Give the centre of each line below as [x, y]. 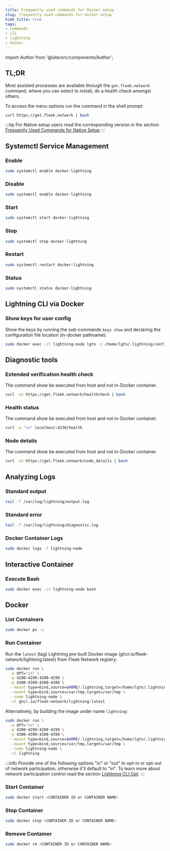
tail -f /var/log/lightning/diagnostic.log [52, 525]
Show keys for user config [38, 318]
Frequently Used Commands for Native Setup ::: [55, 130]
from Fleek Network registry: [87, 659]
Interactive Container [40, 564]
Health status [22, 407]
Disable [15, 184]
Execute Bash [22, 579]
